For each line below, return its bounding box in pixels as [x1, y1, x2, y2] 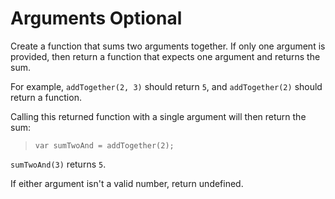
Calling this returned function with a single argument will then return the [10, 110, 307, 122]
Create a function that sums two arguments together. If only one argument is [10, 40, 326, 52]
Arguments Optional [10, 7, 183, 30]
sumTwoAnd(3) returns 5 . [10, 158, 107, 170]
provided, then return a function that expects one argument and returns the [10, 50, 321, 62]
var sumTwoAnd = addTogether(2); [34, 140, 175, 151]
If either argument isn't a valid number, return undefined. [10, 177, 244, 189]
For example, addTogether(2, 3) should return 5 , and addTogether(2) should [10, 80, 323, 92]
